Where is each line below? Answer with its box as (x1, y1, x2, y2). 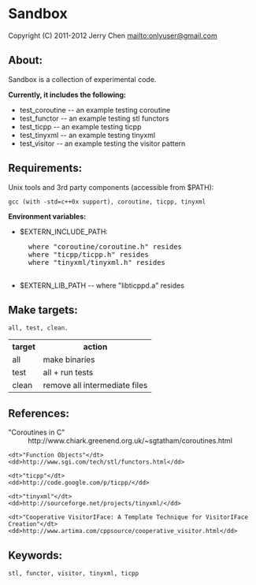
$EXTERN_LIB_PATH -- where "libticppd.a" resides (19, 281, 185, 290)
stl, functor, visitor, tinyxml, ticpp (8, 569, 139, 577)
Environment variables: (8, 211, 87, 221)
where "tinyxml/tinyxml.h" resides (28, 258, 165, 266)
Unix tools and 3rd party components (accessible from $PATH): (8, 182, 214, 192)
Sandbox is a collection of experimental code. (8, 74, 157, 84)
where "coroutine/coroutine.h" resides (28, 242, 183, 251)
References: (8, 407, 69, 420)
